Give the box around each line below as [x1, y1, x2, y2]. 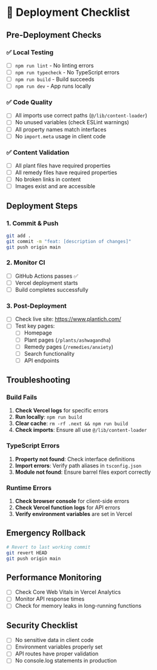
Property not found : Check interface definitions [15, 455, 135, 462]
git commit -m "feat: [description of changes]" [6, 238, 132, 244]
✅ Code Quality [6, 98, 53, 107]
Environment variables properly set [15, 643, 103, 651]
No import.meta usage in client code [15, 132, 106, 139]
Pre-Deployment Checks [6, 30, 102, 40]
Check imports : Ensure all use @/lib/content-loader [15, 426, 147, 434]
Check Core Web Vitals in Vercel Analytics [15, 588, 121, 596]
